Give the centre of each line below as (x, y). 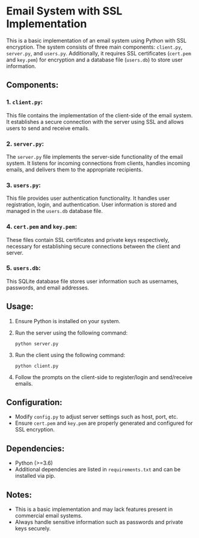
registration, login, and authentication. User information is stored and (92, 205)
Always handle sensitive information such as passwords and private (99, 522)
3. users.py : (23, 185)
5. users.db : (23, 268)
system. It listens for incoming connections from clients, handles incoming (98, 163)
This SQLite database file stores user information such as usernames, (92, 281)
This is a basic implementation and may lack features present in (94, 509)
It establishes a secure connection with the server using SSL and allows (95, 122)
